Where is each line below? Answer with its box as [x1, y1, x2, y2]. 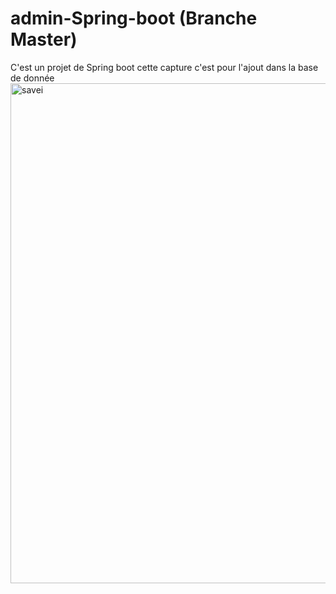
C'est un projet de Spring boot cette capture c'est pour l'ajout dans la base [10, 61, 319, 73]
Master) [10, 28, 78, 51]
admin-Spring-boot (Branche [10, 7, 258, 30]
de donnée [10, 72, 55, 84]
